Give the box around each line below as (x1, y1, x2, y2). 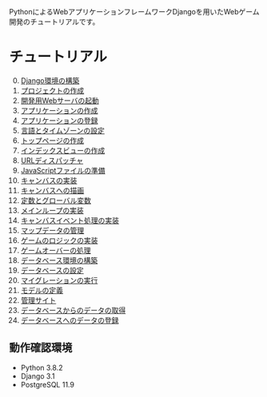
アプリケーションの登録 (20, 115, 98, 125)
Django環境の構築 (20, 75, 80, 85)
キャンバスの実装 (20, 175, 78, 185)
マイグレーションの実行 (20, 275, 98, 285)
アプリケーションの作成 (20, 105, 98, 115)
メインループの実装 (20, 205, 84, 215)
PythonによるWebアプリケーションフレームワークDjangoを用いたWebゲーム (9, 7, 260, 16)
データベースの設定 (20, 265, 85, 275)
